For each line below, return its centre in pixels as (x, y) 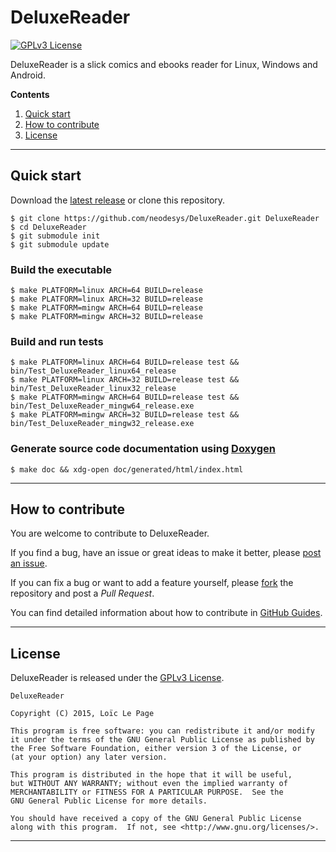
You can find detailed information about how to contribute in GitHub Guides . (166, 613)
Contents (30, 94)
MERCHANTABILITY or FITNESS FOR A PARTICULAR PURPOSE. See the (147, 792)
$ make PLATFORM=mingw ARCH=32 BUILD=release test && (125, 415)
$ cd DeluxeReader (48, 227)
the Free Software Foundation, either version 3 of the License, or (156, 749)
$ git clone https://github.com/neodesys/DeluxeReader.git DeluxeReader (165, 218)
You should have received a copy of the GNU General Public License (156, 819)
